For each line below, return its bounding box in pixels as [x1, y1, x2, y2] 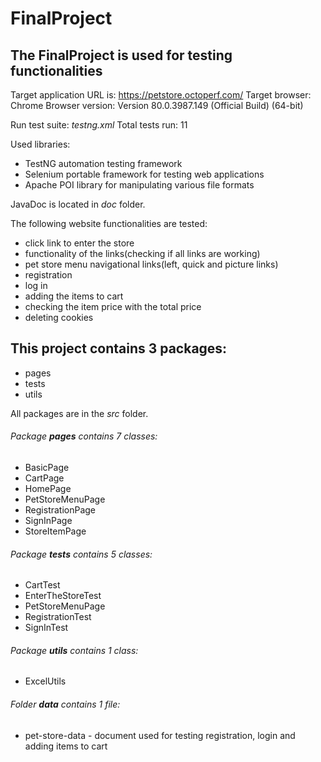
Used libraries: [10, 138, 71, 150]
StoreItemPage [24, 525, 87, 537]
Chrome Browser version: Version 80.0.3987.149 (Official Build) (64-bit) [10, 100, 304, 111]
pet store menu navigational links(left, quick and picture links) [24, 258, 279, 270]
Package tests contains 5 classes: [10, 548, 153, 560]
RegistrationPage [24, 504, 97, 516]
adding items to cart [24, 740, 108, 752]
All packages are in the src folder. [10, 407, 149, 419]
